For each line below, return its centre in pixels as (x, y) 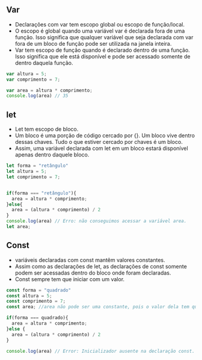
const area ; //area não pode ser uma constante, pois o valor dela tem (98, 307)
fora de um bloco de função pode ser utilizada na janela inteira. (93, 43)
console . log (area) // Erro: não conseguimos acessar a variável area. (96, 221)
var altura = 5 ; (26, 74)
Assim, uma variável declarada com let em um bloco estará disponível (101, 148)
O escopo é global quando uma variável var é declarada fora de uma (100, 31)
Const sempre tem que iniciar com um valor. (70, 279)
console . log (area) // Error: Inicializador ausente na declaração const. (101, 351)
